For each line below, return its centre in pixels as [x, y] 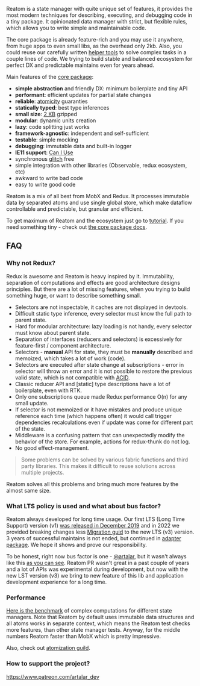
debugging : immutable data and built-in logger [73, 146]
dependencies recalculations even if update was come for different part [104, 422]
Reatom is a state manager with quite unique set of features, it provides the [99, 9]
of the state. [30, 429]
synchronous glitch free [44, 159]
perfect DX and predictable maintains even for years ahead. [80, 65]
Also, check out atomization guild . [48, 648]
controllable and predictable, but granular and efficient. [75, 209]
